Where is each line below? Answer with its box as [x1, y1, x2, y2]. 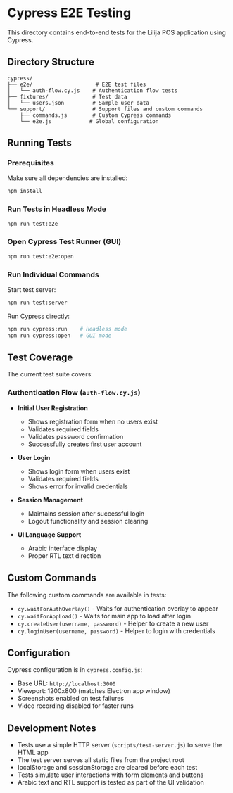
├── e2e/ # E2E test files [7, 81, 146, 88]
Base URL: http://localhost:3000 [17, 679, 116, 687]
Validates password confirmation [27, 432, 124, 440]
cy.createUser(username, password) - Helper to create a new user [17, 619, 209, 628]
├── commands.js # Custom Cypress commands [20, 111, 172, 119]
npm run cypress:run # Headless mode [7, 325, 128, 332]
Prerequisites [7, 158, 54, 168]
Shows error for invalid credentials [27, 482, 128, 490]
